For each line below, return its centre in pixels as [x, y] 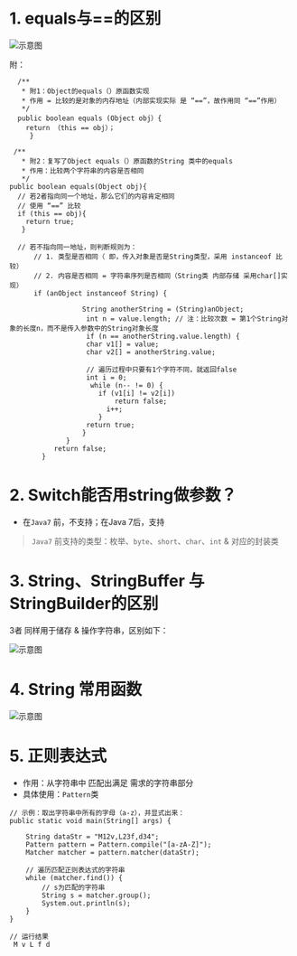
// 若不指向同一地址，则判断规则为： [78, 247]
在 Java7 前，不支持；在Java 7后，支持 [93, 521]
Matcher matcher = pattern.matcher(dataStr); [113, 852]
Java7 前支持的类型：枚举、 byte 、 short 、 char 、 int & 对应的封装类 [155, 541]
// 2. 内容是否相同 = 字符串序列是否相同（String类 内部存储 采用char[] [157, 276]
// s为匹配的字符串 [74, 887]
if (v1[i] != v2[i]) [137, 393]
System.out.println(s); [86, 903]
